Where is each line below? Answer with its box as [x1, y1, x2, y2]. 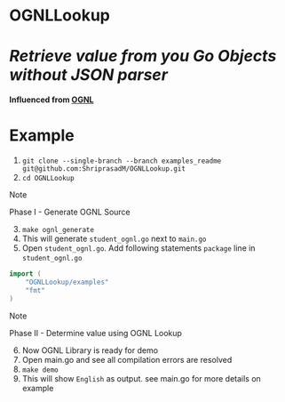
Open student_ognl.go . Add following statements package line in [21, 243, 256, 253]
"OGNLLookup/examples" [25, 277, 109, 286]
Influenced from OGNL [9, 94, 94, 105]
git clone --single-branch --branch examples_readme [21, 157, 222, 165]
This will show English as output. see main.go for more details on [21, 373, 262, 383]
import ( [9, 269, 42, 278]
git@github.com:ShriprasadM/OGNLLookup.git [21, 165, 186, 173]
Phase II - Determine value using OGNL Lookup [9, 327, 182, 338]
